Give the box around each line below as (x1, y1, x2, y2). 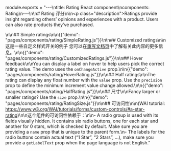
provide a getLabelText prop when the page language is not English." (5, 140, 151, 145)
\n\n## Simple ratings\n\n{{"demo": (5, 32, 80, 37)
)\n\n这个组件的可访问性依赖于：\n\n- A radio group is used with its (17, 112, 159, 118)
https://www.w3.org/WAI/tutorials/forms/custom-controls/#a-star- (5, 106, 145, 112)
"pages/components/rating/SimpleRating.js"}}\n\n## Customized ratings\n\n (5, 37, 166, 43)
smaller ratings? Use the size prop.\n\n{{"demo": (5, 94, 109, 100)
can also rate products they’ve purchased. (5, 21, 94, 28)
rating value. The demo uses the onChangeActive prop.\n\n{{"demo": (5, 66, 148, 72)
